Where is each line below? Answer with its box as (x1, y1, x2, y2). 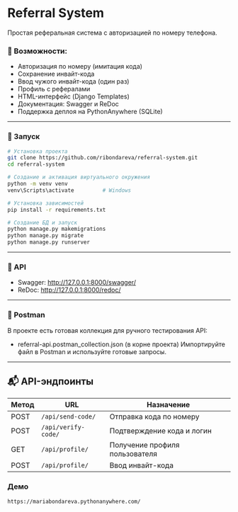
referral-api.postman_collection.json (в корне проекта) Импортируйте (17, 340, 225, 348)
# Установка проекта (7, 147, 69, 155)
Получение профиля (109, 440, 180, 450)
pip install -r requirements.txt (7, 206, 106, 213)
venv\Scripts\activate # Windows (7, 186, 132, 194)
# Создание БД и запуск (7, 219, 78, 226)
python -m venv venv (7, 181, 69, 188)
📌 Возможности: (7, 46, 68, 56)
